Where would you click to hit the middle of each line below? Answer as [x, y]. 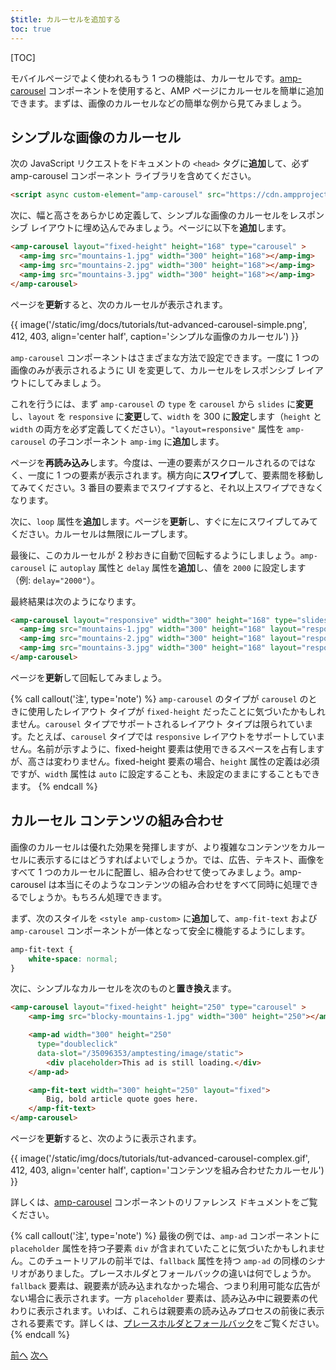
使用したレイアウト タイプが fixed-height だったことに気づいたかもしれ [176, 711]
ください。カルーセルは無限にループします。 [101, 533]
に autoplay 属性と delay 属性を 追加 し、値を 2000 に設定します [177, 567]
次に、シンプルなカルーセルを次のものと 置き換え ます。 [123, 988]
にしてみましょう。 [67, 382]
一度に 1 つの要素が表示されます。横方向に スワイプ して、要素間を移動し [176, 475]
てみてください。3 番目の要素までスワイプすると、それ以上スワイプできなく [167, 487]
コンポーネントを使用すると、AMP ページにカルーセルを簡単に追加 [186, 90]
